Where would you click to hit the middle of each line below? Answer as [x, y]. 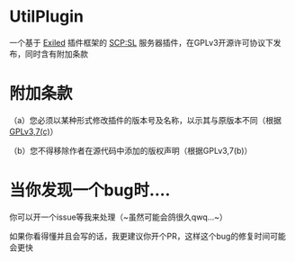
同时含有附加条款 [56, 54]
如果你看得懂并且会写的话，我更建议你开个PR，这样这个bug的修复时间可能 [147, 236]
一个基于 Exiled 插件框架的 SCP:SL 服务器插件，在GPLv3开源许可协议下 [142, 42]
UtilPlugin [46, 17]
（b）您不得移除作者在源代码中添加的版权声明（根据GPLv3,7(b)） [131, 150]
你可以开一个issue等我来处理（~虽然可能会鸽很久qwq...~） [118, 217]
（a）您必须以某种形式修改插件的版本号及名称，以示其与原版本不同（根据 [145, 120]
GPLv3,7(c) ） [34, 131]
